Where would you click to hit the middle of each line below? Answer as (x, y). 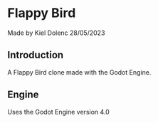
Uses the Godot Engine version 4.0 (59, 112)
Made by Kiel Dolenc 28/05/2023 (56, 33)
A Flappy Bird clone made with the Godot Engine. (79, 72)
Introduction (36, 55)
